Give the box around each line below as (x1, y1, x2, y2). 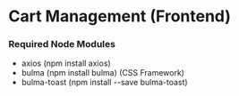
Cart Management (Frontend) (8, 6, 232, 27)
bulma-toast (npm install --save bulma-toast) (21, 77, 189, 88)
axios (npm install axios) (21, 58, 111, 68)
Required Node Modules (8, 38, 115, 51)
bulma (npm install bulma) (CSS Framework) (21, 68, 185, 78)
